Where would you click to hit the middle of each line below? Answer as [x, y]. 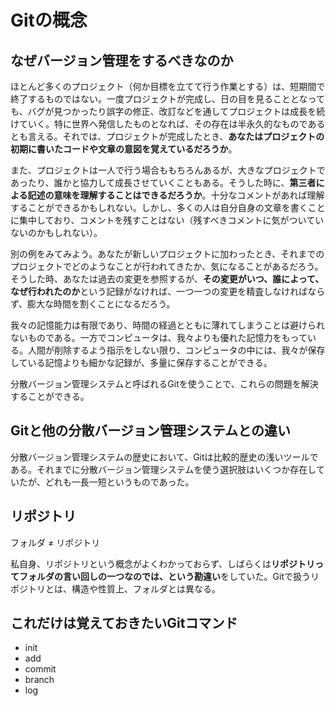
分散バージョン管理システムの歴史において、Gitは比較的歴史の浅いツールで [164, 457]
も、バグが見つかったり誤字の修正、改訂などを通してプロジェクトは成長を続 [168, 111]
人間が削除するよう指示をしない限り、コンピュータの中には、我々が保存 [176, 350]
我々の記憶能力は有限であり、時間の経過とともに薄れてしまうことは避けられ [167, 325]
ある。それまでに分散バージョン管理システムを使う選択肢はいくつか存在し [163, 469]
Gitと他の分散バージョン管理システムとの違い [150, 431]
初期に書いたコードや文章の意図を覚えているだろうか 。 [124, 149]
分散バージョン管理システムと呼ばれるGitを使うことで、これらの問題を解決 [164, 384]
